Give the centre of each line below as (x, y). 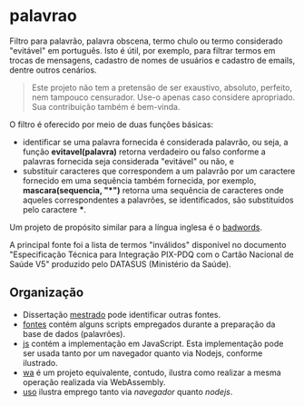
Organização (47, 293)
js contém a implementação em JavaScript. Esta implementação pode (153, 343)
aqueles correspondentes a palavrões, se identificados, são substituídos (158, 200)
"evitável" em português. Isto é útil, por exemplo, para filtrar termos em (142, 50)
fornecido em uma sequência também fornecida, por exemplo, (139, 180)
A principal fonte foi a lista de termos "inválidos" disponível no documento (148, 244)
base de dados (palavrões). (74, 333)
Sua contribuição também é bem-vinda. (106, 106)
